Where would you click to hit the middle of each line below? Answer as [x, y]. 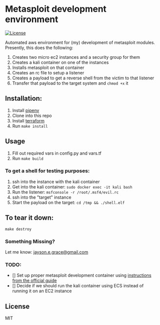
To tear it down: [29, 218]
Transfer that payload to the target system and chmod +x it [70, 83]
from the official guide [34, 280]
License [17, 306]
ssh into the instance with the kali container [56, 182]
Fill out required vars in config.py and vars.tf [57, 153]
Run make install [30, 126]
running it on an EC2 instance [42, 291]
